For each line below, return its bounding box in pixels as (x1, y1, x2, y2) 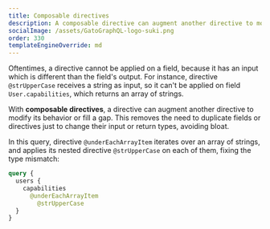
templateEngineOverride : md (8, 42, 103, 50)
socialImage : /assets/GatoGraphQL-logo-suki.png (8, 26, 174, 34)
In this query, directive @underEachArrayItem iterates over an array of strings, (8, 137, 260, 147)
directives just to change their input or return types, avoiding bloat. (8, 122, 230, 131)
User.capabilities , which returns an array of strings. (8, 89, 184, 98)
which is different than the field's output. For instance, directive (8, 72, 219, 82)
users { (15, 177, 42, 185)
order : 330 (8, 34, 45, 42)
